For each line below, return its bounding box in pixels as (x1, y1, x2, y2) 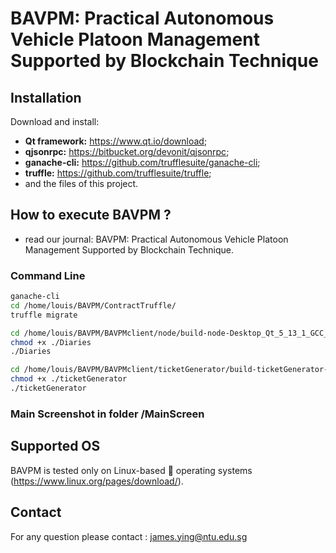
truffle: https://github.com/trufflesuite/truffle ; (24, 167, 212, 179)
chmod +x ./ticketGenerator (10, 374, 128, 384)
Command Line (10, 268, 86, 282)
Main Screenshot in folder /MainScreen (10, 407, 205, 421)
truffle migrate (10, 310, 78, 320)
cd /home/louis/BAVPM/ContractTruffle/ (10, 300, 177, 311)
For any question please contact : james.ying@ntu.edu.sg (10, 530, 248, 542)
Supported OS (10, 438, 101, 455)
